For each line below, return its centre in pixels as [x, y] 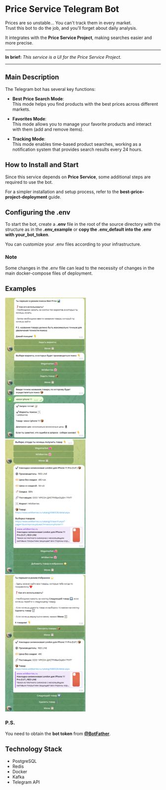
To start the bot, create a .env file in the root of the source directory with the [83, 224]
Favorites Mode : [29, 119]
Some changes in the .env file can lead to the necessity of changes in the [80, 268]
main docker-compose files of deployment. [49, 273]
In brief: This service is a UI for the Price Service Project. [63, 57]
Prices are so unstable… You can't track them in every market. [68, 23]
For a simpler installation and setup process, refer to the [62, 192]
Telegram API [26, 782]
